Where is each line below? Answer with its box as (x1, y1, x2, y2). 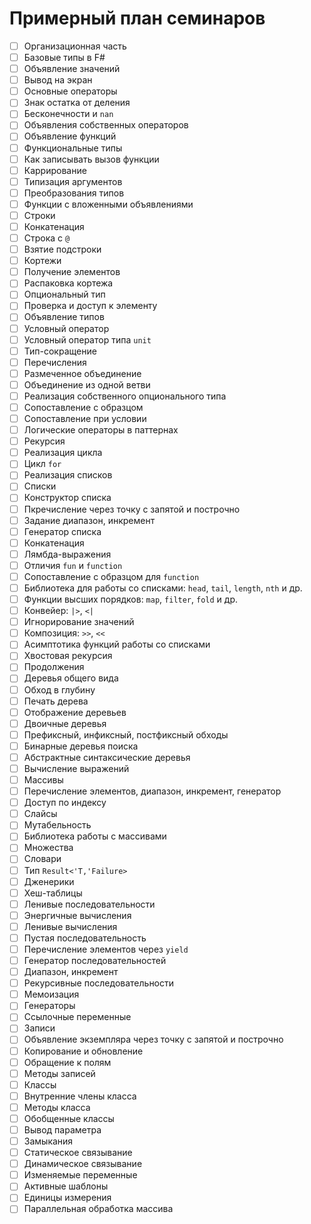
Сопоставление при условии (23, 413, 147, 424)
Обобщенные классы (23, 1112, 115, 1124)
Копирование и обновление (23, 1045, 144, 1057)
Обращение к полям (23, 1056, 112, 1068)
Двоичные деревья (23, 717, 107, 729)
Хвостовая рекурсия (23, 650, 113, 662)
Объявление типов (23, 311, 105, 323)
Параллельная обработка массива (23, 1203, 174, 1215)
